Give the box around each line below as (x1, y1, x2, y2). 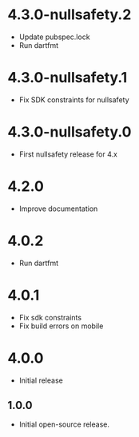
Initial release (18, 375, 63, 385)
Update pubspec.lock (18, 32, 90, 42)
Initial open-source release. (18, 419, 109, 429)
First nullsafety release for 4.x (18, 149, 117, 159)
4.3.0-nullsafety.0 (7, 123, 132, 141)
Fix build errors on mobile (18, 321, 104, 331)
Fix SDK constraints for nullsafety (18, 94, 129, 105)
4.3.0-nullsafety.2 (7, 6, 132, 24)
